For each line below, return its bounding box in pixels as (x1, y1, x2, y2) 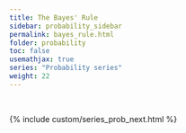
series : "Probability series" (9, 64, 123, 73)
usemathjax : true (9, 55, 75, 64)
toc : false (9, 47, 50, 56)
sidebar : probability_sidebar (9, 22, 123, 31)
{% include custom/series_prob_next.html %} (9, 113, 178, 124)
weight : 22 (9, 72, 50, 81)
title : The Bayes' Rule (9, 13, 99, 22)
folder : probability (9, 38, 87, 48)
